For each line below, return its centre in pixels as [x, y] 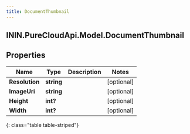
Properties [26, 56]
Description [84, 72]
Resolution [24, 82]
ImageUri [22, 91]
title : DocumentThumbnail [38, 11]
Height [18, 101]
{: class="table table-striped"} [43, 125]
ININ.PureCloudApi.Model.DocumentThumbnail [95, 36]
